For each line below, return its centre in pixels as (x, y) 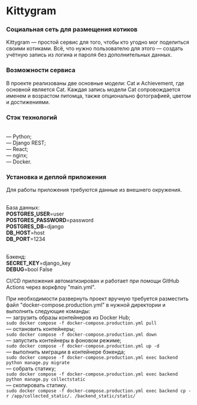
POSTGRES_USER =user (35, 214)
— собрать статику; (31, 369)
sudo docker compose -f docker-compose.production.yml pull (82, 323)
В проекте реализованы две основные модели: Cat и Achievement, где (95, 83)
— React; (17, 149)
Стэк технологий (32, 117)
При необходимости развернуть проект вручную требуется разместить (97, 299)
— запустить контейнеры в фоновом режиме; (64, 340)
